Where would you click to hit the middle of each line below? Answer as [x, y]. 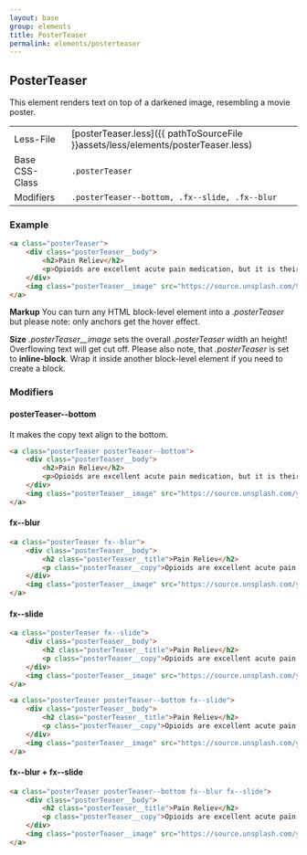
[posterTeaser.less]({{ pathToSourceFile [157, 133]
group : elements [40, 26]
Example [29, 225]
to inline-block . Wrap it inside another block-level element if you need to [146, 359]
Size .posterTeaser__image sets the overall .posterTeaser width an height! [148, 340]
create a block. [37, 369]
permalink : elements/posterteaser [75, 43]
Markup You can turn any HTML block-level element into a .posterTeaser [147, 312]
